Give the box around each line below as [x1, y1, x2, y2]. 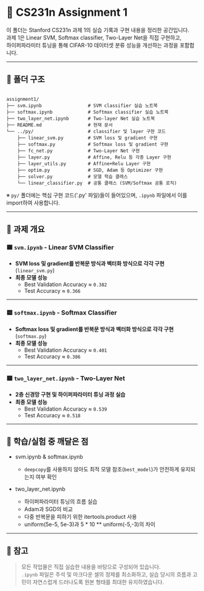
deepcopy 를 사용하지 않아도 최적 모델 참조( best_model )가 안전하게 [24, 465, 180, 473]
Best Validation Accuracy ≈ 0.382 [24, 281, 107, 288]
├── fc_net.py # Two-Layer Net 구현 [17, 148, 140, 154]
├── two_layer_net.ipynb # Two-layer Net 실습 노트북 [6, 115, 155, 121]
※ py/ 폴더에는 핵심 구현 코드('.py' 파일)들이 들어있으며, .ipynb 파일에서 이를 [6, 191, 188, 199]
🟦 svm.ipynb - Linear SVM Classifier [6, 243, 114, 251]
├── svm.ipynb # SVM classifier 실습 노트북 [6, 103, 158, 109]
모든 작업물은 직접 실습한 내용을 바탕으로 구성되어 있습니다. [21, 563, 161, 570]
